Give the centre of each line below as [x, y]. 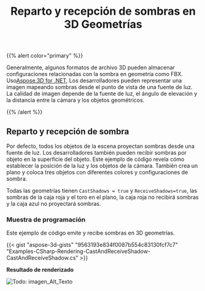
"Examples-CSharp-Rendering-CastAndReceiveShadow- [79, 251]
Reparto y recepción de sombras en [103, 11]
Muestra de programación [46, 219]
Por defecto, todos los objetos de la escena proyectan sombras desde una [101, 146]
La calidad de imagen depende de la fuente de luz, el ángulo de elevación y [102, 94]
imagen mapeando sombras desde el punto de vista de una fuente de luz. [100, 87]
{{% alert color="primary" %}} [45, 56]
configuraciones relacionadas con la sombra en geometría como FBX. [95, 74]
